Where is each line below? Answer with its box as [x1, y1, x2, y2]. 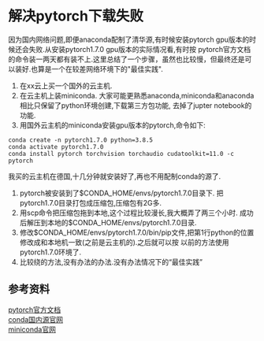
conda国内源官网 [8, 314, 64, 324]
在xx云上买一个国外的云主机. [19, 80, 113, 91]
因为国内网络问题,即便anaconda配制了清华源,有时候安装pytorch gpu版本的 [8, 35, 250, 44]
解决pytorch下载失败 [8, 7, 144, 25]
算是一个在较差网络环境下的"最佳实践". [38, 64, 163, 73]
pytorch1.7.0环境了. [19, 247, 82, 257]
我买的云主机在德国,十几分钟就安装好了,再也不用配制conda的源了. [8, 171, 221, 181]
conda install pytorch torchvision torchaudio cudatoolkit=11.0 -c [8, 150, 235, 158]
